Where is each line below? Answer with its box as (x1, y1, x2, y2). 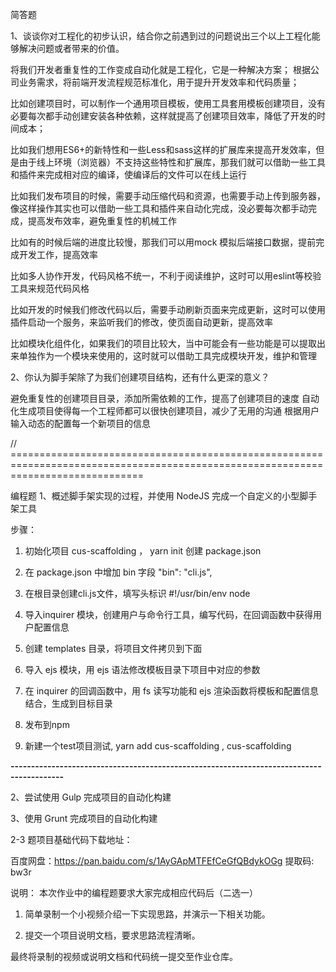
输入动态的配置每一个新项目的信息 (10, 418, 151, 429)
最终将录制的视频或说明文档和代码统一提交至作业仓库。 (10, 951, 238, 962)
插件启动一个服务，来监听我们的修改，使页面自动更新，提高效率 (10, 316, 273, 328)
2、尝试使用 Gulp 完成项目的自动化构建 (10, 791, 172, 803)
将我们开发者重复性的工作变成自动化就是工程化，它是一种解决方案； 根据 (10, 64, 311, 75)
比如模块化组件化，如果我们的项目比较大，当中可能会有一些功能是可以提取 (10, 338, 317, 349)
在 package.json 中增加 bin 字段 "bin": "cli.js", (24, 566, 213, 578)
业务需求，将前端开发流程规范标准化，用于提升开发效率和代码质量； (18, 76, 300, 88)
